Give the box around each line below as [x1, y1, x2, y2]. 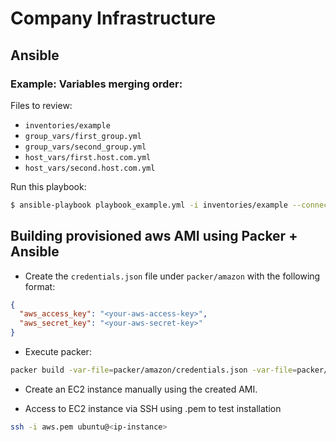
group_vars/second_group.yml [24, 142, 147, 152]
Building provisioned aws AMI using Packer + [10, 228, 298, 245]
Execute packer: [24, 346, 92, 358]
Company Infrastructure [10, 7, 217, 30]
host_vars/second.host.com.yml [24, 163, 156, 173]
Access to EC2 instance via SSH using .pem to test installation [24, 402, 282, 414]
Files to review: [10, 99, 73, 111]
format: [24, 280, 56, 292]
